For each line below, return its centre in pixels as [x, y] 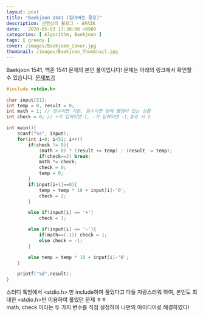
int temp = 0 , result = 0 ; [40, 105]
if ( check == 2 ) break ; [65, 156]
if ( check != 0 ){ [49, 145]
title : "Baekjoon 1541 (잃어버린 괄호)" [54, 18]
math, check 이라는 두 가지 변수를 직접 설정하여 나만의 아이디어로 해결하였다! [98, 307]
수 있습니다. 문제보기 [31, 77]
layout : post [23, 12]
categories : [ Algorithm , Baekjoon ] [54, 35]
